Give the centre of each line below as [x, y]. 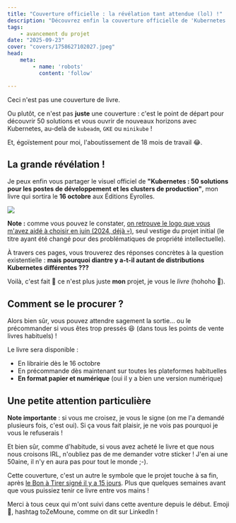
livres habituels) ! [33, 336]
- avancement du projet [55, 34]
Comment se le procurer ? [65, 304]
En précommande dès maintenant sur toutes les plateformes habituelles [122, 371]
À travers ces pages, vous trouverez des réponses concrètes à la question [116, 253]
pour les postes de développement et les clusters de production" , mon [113, 189]
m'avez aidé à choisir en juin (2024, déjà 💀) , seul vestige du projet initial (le [116, 231]
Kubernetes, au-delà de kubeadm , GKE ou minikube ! [80, 128]
